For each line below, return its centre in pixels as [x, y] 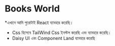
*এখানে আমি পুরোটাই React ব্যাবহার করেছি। [39, 22]
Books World [32, 9]
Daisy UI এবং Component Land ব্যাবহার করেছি [53, 38]
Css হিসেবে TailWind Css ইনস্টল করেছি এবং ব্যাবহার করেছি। [62, 32]
